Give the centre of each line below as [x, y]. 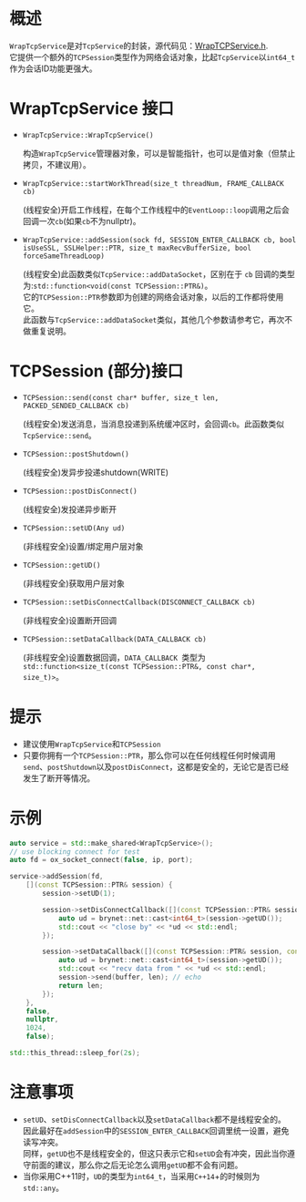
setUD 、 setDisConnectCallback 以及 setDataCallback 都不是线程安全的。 [154, 1119]
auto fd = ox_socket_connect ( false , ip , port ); [102, 860]
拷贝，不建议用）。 [56, 164]
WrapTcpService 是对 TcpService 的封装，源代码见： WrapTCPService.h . [139, 46]
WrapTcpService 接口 [92, 109]
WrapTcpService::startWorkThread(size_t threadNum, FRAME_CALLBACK [153, 183]
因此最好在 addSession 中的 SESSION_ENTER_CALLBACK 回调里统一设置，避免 [156, 1130]
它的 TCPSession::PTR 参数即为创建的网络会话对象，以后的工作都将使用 [153, 296]
